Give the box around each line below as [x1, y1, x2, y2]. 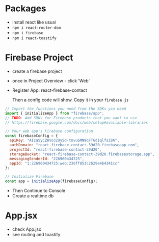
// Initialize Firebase [5, 174, 54, 179]
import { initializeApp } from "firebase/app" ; [5, 111, 105, 116]
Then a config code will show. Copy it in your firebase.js [12, 97, 129, 103]
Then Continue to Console [12, 188, 66, 193]
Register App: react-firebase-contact [12, 87, 87, 93]
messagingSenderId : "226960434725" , [9, 156, 84, 161]
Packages [5, 3, 47, 14]
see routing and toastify [12, 231, 60, 237]
